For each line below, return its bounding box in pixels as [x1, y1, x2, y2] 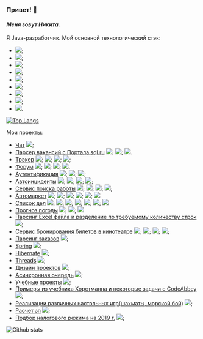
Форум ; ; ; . [15, 163, 71, 171]
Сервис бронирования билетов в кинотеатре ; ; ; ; [15, 228, 169, 235]
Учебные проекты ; [15, 278, 71, 286]
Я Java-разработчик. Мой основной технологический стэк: [6, 34, 161, 42]
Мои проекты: [6, 129, 43, 136]
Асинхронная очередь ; [15, 272, 84, 279]
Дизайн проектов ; [15, 264, 70, 272]
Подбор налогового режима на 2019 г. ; [15, 315, 125, 322]
